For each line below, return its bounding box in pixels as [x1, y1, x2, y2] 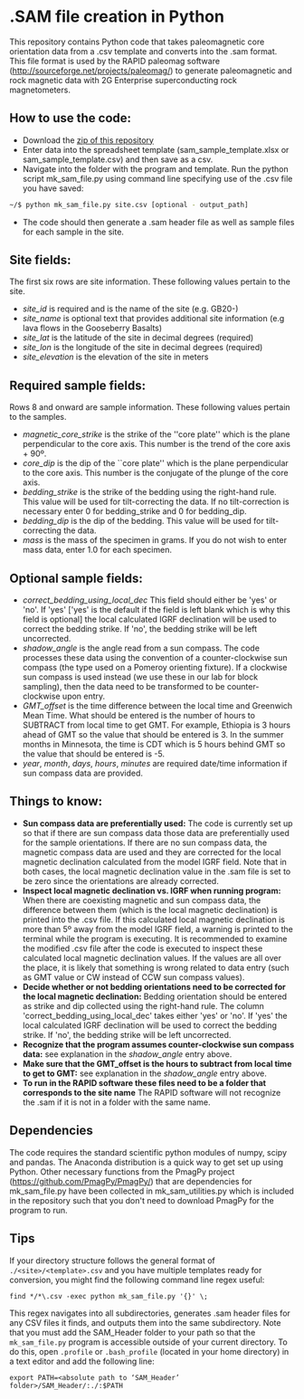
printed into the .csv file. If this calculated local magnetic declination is [22, 914, 285, 925]
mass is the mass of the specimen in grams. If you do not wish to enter [22, 535, 288, 546]
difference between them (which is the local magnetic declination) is [22, 904, 278, 915]
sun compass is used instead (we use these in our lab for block [22, 671, 259, 682]
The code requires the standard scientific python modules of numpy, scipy [9, 1147, 288, 1157]
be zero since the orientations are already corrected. [22, 875, 219, 886]
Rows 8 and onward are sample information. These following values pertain [9, 402, 291, 413]
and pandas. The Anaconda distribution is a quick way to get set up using [9, 1156, 283, 1167]
